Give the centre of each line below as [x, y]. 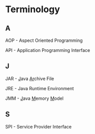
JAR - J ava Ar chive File [30, 78]
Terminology [33, 9]
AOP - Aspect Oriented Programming [44, 40]
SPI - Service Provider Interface [39, 126]
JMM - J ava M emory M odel [34, 98]
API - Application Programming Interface [48, 50]
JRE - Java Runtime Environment [40, 88]
